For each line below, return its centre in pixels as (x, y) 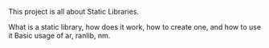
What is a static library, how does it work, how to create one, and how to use (135, 27)
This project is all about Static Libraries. (73, 12)
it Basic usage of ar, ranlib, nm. (59, 36)
